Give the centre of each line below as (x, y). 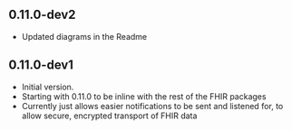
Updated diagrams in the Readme (84, 36)
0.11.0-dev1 (41, 65)
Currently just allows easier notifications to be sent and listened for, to (152, 106)
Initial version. (48, 87)
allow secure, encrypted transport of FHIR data (109, 116)
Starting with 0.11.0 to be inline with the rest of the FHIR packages (144, 96)
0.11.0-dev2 (42, 15)
